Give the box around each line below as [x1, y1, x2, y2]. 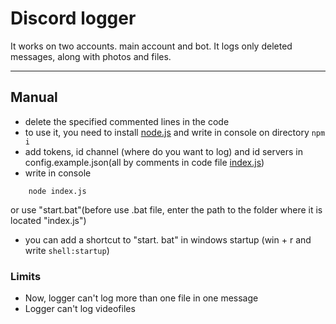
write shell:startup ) [24, 244, 110, 256]
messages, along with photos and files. [10, 50, 172, 62]
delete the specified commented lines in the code [24, 115, 230, 127]
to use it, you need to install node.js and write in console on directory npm [24, 126, 326, 138]
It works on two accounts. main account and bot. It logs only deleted [10, 40, 293, 52]
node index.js [28, 186, 87, 196]
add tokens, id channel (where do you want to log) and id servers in [24, 145, 303, 157]
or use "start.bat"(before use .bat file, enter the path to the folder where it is [10, 203, 323, 216]
